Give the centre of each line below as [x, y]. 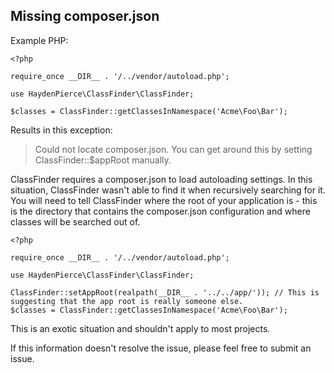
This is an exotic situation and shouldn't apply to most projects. [140, 328]
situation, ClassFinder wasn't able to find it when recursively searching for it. [168, 190]
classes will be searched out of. [75, 221]
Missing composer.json [85, 16]
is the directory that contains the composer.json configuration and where [160, 211]
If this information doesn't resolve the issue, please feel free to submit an [161, 348]
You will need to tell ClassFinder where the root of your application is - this [164, 200]
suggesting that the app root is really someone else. [127, 301]
